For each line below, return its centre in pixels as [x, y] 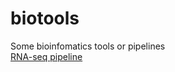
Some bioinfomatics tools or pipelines [88, 46]
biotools [45, 18]
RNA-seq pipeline [46, 56]
